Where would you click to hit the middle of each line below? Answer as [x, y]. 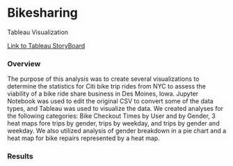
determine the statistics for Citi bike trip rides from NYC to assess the [107, 86]
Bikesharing [43, 13]
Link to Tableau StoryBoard [46, 45]
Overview [24, 63]
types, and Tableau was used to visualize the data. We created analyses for [115, 109]
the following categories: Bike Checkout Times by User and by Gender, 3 [111, 116]
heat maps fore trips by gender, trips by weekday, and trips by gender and [114, 123]
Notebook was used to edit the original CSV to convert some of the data [110, 101]
